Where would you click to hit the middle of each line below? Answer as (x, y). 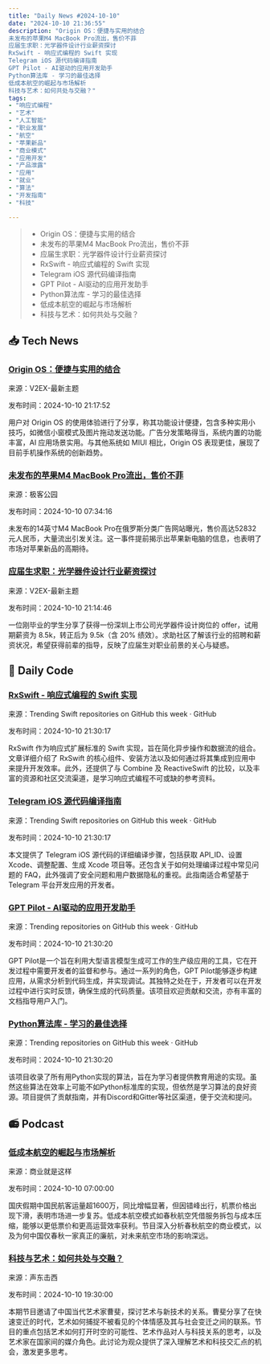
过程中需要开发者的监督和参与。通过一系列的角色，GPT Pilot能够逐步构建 (136, 971)
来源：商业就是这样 (40, 1172)
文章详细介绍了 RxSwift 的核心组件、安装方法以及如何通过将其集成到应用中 (132, 758)
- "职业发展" (28, 128)
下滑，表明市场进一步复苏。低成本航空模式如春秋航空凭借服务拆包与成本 (135, 1216)
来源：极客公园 (33, 495)
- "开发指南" (28, 195)
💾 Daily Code (41, 671)
